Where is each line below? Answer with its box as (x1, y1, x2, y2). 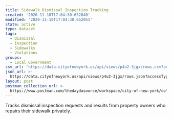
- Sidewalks (10, 45, 36, 51)
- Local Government (10, 60, 52, 65)
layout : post (5, 79, 33, 84)
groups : (5, 55, 22, 60)
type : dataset (5, 27, 36, 32)
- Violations (10, 50, 38, 55)
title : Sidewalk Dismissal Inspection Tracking (5, 7, 109, 13)
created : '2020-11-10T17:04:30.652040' (5, 12, 91, 17)
